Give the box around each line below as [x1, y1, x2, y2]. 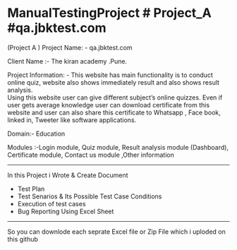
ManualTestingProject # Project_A [7, 5, 212, 21]
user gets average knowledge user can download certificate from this [7, 100, 210, 109]
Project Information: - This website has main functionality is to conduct [7, 71, 213, 79]
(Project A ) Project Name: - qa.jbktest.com [7, 43, 133, 52]
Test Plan [17, 184, 45, 193]
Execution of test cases [17, 199, 86, 208]
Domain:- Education [7, 129, 66, 138]
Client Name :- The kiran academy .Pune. [7, 56, 128, 65]
